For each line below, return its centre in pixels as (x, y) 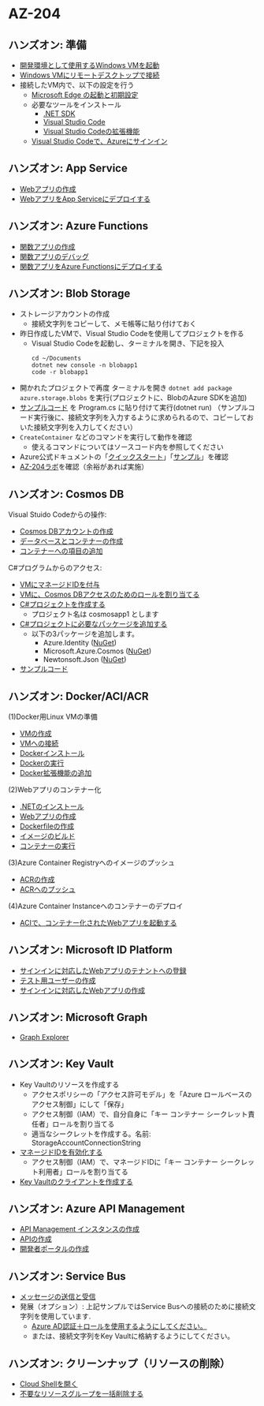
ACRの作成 (37, 880)
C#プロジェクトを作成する (62, 604)
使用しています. (66, 1316)
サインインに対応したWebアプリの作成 (82, 990)
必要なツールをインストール (76, 105)
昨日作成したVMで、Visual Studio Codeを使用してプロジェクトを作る (132, 334)
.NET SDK (59, 114)
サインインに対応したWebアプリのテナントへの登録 (103, 970)
